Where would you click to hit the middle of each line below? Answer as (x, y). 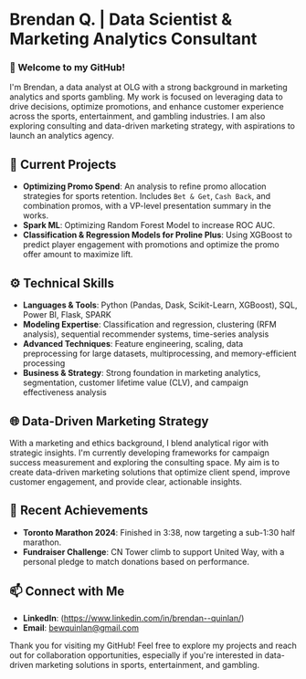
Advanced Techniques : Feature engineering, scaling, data (133, 344)
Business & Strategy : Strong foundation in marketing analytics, (142, 373)
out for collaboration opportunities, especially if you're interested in (136, 655)
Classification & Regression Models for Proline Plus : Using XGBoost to (157, 235)
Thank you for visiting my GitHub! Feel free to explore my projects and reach (153, 645)
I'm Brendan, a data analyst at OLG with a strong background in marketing (148, 88)
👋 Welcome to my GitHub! (68, 68)
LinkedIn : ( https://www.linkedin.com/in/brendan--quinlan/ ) (133, 618)
